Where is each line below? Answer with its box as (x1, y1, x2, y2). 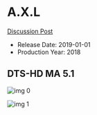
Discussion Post (7, 27, 53, 35)
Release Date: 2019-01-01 (17, 40, 91, 48)
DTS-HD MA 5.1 (7, 68, 75, 80)
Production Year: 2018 (17, 48, 81, 56)
